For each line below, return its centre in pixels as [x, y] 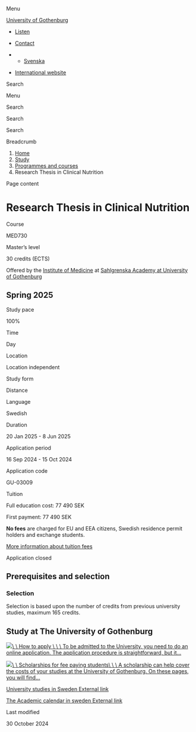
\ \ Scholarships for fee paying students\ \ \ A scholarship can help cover [101, 665]
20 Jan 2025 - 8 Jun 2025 [39, 436]
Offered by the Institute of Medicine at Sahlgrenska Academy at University [97, 270]
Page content [23, 183]
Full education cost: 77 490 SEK [45, 505]
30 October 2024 [27, 724]
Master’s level [23, 247]
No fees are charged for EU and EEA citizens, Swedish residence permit [94, 528]
